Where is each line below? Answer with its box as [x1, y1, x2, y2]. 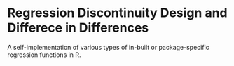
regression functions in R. [7, 51, 82, 59]
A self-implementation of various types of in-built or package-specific [7, 43, 210, 51]
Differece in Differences [7, 20, 149, 36]
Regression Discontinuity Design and [7, 5, 228, 21]
